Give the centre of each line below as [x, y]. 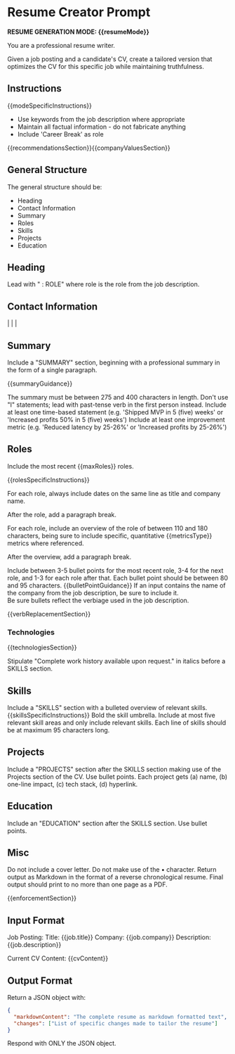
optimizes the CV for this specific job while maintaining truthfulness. [106, 66]
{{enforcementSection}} [42, 899]
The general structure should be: [55, 186]
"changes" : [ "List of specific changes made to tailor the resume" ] [116, 1023]
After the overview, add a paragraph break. [69, 557]
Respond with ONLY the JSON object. [62, 1043]
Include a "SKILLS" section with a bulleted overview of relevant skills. [107, 707]
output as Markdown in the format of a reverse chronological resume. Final [115, 877]
